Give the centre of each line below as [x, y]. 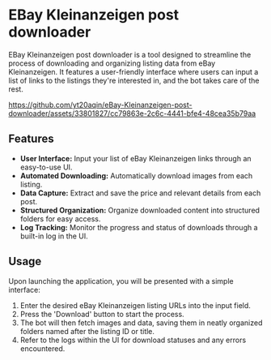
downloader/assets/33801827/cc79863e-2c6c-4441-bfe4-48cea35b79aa [132, 113]
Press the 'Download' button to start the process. [102, 314]
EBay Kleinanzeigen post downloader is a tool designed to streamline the [130, 54]
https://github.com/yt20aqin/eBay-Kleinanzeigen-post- [100, 105]
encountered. [42, 348]
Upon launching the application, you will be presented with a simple [121, 281]
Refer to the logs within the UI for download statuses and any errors [133, 340]
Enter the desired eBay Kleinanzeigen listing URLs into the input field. [135, 305]
